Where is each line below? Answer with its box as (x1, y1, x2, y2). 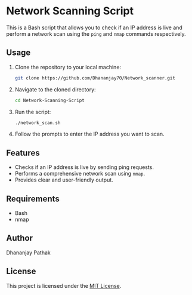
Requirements (6, 193, 60, 204)
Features (6, 147, 40, 158)
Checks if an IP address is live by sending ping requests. (14, 164, 154, 171)
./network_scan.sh (14, 119, 61, 126)
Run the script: (14, 108, 51, 115)
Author (6, 233, 33, 243)
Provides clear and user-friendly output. (14, 176, 113, 183)
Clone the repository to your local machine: (14, 63, 121, 70)
